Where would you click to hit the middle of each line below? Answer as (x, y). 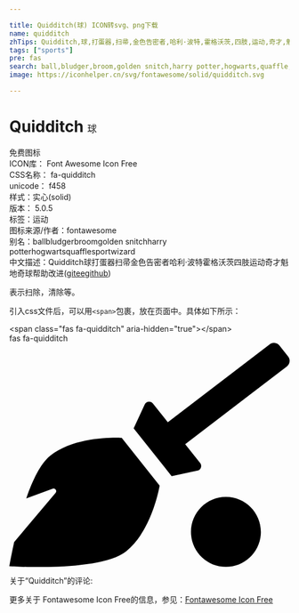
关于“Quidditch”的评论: (51, 581)
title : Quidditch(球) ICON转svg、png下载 (84, 25)
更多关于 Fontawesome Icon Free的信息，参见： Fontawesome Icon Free (141, 600)
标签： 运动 (29, 219)
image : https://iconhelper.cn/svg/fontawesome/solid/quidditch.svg (137, 75)
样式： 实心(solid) (40, 197)
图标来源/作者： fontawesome (63, 230)
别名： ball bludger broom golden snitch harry (88, 241)
